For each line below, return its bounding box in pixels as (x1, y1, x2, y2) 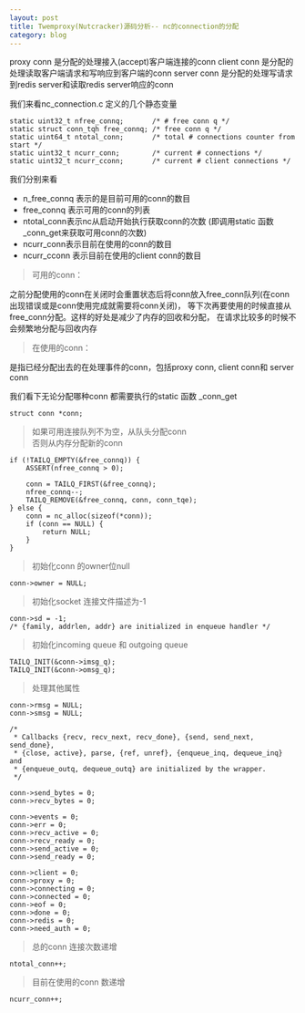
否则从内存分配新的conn (31, 438, 123, 449)
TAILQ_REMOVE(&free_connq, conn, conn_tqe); (25, 496, 198, 505)
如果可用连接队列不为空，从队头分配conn (31, 426, 187, 438)
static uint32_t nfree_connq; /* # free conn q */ (9, 117, 230, 126)
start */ (9, 140, 43, 150)
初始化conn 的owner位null (31, 561, 130, 572)
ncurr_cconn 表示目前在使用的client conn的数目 (22, 250, 202, 261)
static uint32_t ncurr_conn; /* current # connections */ (9, 149, 262, 158)
